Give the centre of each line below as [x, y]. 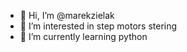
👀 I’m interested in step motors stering [98, 26]
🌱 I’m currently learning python [83, 36]
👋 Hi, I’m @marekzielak [67, 15]
